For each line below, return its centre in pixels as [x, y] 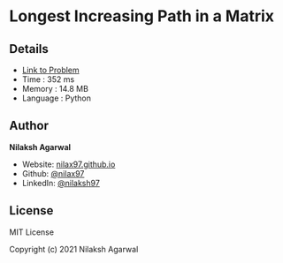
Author [29, 126]
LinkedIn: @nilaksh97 [61, 183]
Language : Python [56, 98]
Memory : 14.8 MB [55, 89]
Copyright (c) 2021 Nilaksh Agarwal [74, 249]
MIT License [32, 232]
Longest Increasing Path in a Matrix [142, 16]
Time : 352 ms [48, 79]
